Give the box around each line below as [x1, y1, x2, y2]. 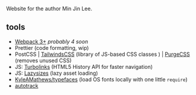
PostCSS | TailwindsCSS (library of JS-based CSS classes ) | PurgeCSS [14, 50, 190, 58]
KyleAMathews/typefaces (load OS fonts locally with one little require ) [14, 75, 188, 83]
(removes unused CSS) [14, 56, 72, 64]
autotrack [14, 82, 39, 89]
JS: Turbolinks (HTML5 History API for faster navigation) [14, 63, 153, 70]
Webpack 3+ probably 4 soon [14, 38, 88, 45]
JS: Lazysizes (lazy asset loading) [14, 69, 98, 77]
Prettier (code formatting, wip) [14, 44, 89, 51]
